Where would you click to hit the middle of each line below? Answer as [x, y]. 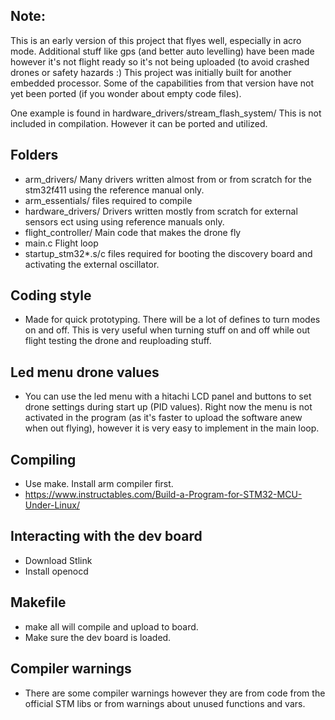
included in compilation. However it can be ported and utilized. [139, 123]
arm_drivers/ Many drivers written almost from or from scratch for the [168, 179]
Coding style [51, 295]
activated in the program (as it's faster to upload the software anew [163, 418]
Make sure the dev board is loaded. [98, 637]
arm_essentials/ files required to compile [108, 200]
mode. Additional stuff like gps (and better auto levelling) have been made [162, 51]
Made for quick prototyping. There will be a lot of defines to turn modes [172, 320]
